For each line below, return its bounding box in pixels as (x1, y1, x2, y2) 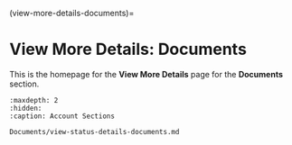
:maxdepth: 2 (9, 95, 59, 104)
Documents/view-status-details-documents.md (9, 127, 180, 136)
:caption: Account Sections (9, 112, 116, 121)
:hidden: (9, 104, 42, 113)
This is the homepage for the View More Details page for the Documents (9, 68, 283, 79)
